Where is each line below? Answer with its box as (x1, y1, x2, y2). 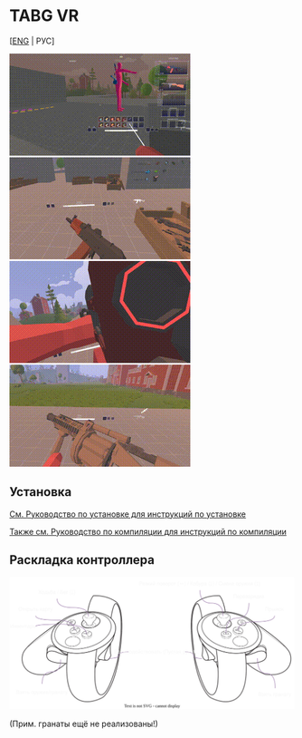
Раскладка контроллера (9, 552, 156, 568)
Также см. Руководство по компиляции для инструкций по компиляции (9, 526, 288, 537)
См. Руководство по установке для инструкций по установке (9, 509, 247, 520)
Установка (9, 484, 72, 500)
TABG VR (9, 5, 80, 26)
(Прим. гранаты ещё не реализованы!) (9, 718, 158, 730)
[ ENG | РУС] (9, 35, 55, 46)
